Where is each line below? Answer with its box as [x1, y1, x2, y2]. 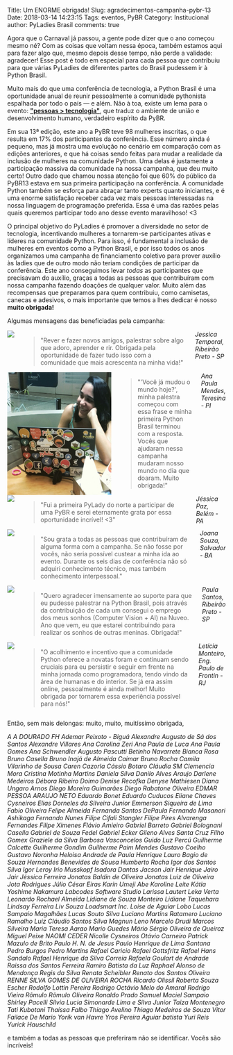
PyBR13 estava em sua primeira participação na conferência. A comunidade [7, 179, 224, 187]
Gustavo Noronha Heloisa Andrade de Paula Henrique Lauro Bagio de [7, 851, 208, 858]
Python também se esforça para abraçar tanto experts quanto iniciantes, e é [7, 187, 225, 194]
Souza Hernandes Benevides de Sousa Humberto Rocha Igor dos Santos [7, 858, 216, 866]
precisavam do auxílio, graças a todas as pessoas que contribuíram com [7, 274, 214, 282]
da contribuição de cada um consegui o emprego [40, 606, 182, 614]
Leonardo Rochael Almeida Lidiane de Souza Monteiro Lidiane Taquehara [7, 895, 219, 903]
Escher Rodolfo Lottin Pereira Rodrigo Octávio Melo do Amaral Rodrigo [7, 983, 210, 992]
